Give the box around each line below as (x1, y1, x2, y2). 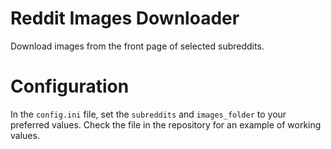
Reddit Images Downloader (10, 7, 240, 30)
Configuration (10, 75, 130, 98)
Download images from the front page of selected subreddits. (10, 40, 265, 52)
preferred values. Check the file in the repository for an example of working (10, 118, 322, 131)
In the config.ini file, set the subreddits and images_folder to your (10, 108, 287, 120)
